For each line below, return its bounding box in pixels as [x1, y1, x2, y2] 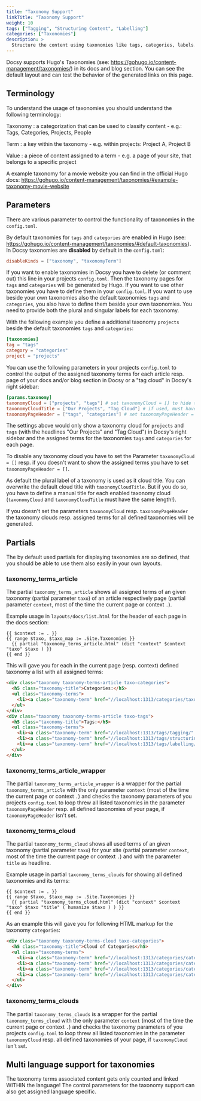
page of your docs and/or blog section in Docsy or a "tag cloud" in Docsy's [6, 376, 192, 383]
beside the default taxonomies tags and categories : [6, 325, 134, 332]
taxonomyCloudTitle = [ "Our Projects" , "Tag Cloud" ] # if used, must [6, 405, 184, 411]
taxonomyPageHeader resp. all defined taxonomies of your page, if [6, 806, 165, 813]
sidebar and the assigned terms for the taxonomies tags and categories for [6, 435, 191, 442]
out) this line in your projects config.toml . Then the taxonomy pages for [6, 275, 184, 282]
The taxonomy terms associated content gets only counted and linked [6, 1075, 178, 1082]
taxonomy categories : [6, 926, 61, 934]
